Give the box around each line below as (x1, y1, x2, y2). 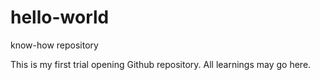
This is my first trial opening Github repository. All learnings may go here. (10, 58, 312, 70)
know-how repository (10, 39, 99, 51)
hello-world (10, 6, 110, 29)
